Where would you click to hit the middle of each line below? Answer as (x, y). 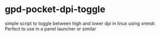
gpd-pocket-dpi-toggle (55, 9)
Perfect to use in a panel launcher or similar (50, 28)
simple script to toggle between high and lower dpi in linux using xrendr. (81, 23)
